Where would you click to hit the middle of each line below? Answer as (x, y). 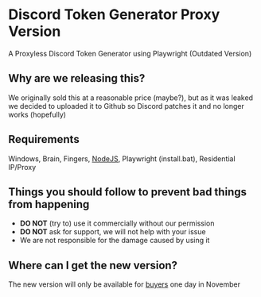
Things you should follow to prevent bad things (127, 192)
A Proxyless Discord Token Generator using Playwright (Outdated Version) (130, 53)
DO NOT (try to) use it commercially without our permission (117, 223)
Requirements (44, 139)
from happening (49, 204)
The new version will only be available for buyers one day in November (125, 284)
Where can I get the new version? (93, 265)
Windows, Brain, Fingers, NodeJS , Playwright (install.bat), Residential (122, 158)
